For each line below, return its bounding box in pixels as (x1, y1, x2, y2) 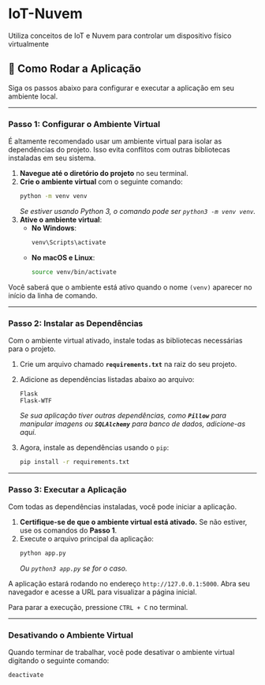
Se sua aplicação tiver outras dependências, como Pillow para (19, 410, 227, 420)
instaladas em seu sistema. (8, 153, 96, 163)
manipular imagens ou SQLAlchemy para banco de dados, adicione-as (19, 419, 246, 429)
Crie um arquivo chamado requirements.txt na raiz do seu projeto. (19, 359, 237, 369)
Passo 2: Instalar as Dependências (8, 317, 144, 328)
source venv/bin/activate (31, 268, 117, 276)
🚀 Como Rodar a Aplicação (8, 62, 142, 76)
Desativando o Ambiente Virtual (8, 629, 134, 640)
